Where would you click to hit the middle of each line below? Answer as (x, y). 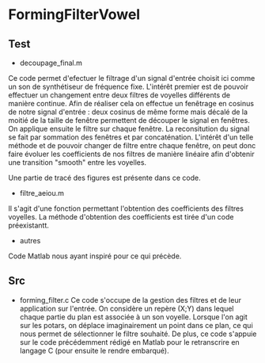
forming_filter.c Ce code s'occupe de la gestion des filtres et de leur (130, 300)
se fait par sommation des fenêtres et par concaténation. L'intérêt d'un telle (131, 137)
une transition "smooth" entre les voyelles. (78, 162)
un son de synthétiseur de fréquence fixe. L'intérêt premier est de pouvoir (129, 86)
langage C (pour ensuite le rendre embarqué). (94, 350)
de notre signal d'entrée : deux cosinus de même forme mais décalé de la (128, 112)
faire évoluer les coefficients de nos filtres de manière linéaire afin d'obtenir (131, 154)
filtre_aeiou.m (42, 193)
